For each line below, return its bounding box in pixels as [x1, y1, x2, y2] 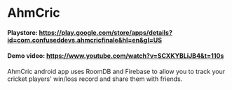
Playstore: [7, 28, 38, 36]
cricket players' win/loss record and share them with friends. [7, 75, 183, 83]
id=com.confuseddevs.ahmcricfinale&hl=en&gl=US [7, 36, 163, 44]
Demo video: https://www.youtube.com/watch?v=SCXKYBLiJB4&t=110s [7, 52, 224, 60]
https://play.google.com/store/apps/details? [39, 28, 173, 36]
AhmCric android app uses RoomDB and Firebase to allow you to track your [7, 67, 226, 75]
